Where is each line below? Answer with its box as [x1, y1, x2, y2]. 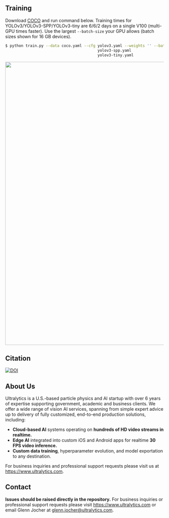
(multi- [147, 23, 162, 29]
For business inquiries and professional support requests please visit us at [5, 463, 159, 469]
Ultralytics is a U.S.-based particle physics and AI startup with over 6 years [5, 395, 161, 402]
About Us [5, 382, 35, 391]
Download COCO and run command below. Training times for [5, 17, 132, 23]
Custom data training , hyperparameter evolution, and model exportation [12, 448, 163, 454]
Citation [5, 354, 31, 362]
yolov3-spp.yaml [97, 48, 132, 53]
